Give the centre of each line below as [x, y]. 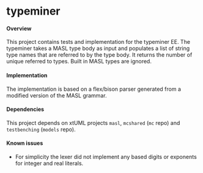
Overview [19, 28]
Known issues [25, 143]
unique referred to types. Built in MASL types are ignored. [79, 62]
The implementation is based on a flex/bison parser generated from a [94, 89]
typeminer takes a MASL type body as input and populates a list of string [98, 48]
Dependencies [25, 109]
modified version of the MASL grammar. [57, 95]
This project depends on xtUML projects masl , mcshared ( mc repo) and [93, 122]
